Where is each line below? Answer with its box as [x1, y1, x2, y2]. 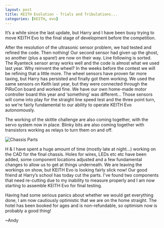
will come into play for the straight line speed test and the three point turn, [5, 97, 156, 103]
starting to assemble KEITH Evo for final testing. [5, 183, 102, 189]
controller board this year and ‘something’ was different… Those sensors [5, 91, 153, 97]
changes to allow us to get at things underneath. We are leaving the [5, 162, 142, 168]
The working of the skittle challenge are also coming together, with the [5, 116, 149, 123]
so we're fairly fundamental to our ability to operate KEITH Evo [5, 102, 132, 108]
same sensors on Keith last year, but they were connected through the [5, 81, 148, 87]
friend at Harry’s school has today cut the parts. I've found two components [5, 172, 159, 178]
